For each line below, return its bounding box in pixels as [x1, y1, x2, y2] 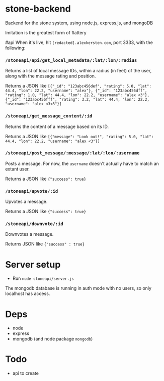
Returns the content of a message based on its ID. [5, 123, 109, 130]
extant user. [5, 165, 30, 172]
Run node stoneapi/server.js [12, 275, 74, 281]
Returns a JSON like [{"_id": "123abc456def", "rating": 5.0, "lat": [5, 83, 152, 89]
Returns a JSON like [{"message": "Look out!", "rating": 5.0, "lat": [5, 133, 154, 139]
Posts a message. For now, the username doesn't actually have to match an [5, 160, 159, 166]
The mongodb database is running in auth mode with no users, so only [5, 285, 152, 291]
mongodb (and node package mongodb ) [12, 336, 93, 342]
